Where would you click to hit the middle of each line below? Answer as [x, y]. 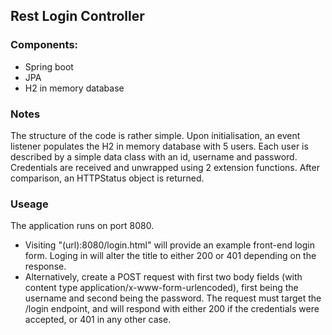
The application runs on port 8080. [82, 226]
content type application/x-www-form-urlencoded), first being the [161, 288]
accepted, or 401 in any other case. [98, 320]
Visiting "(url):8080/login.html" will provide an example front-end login [169, 245]
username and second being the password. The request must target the [173, 298]
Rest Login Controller [77, 16]
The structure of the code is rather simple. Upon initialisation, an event [155, 135]
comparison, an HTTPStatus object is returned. [107, 178]
